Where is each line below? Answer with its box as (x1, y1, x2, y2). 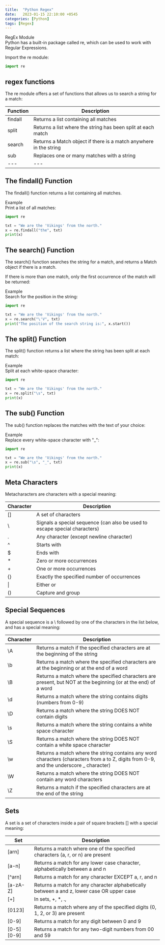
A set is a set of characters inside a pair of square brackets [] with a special (5, 820, 158, 826)
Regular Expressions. (5, 45, 48, 51)
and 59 (34, 932, 51, 939)
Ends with (36, 549, 59, 556)
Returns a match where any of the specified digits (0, (34, 904, 157, 911)
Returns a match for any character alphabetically (34, 882, 146, 888)
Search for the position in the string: (5, 294, 78, 300)
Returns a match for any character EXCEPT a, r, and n (34, 873, 158, 880)
